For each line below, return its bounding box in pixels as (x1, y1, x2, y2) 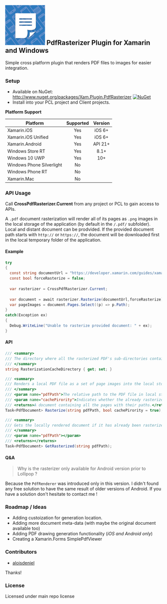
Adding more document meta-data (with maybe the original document (12, 520, 156, 526)
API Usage (5, 190, 31, 197)
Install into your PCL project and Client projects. (12, 99, 110, 105)
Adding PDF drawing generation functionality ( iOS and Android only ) (12, 531, 153, 537)
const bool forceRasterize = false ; (9, 276, 85, 281)
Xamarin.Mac (7, 175, 35, 182)
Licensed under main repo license (5, 594, 75, 600)
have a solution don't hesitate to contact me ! (5, 491, 98, 497)
